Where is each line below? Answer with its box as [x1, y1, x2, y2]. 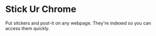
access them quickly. [5, 25, 50, 31]
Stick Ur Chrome [5, 3, 76, 15]
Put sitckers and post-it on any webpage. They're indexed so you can [5, 20, 151, 26]
